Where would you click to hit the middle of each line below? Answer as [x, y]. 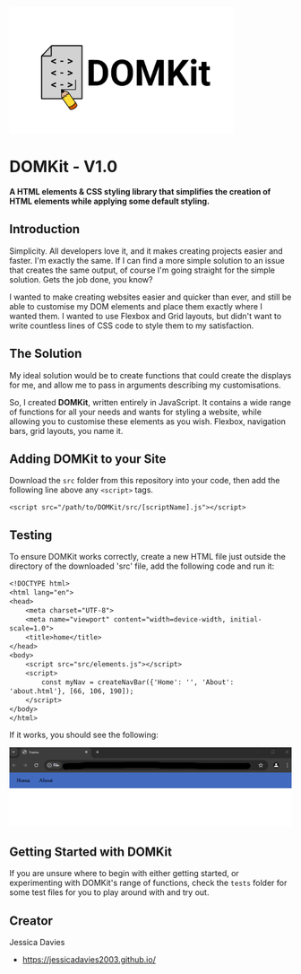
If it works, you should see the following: [84, 735]
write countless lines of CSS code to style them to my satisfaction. [132, 326]
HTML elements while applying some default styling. [110, 201]
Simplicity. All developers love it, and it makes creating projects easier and [146, 251]
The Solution [46, 354]
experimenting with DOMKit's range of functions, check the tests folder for [148, 883]
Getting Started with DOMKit [91, 852]
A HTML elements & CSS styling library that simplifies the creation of [140, 191]
